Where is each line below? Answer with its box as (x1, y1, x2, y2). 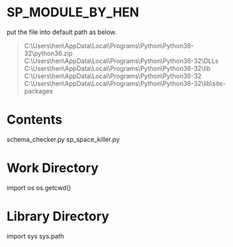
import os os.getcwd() (6, 183, 72, 192)
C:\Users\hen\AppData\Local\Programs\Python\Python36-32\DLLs (23, 56, 219, 65)
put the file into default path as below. (6, 28, 118, 36)
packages (23, 87, 54, 95)
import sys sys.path (6, 231, 64, 240)
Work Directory (6, 160, 99, 176)
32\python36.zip (23, 49, 73, 57)
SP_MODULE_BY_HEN (6, 4, 140, 21)
